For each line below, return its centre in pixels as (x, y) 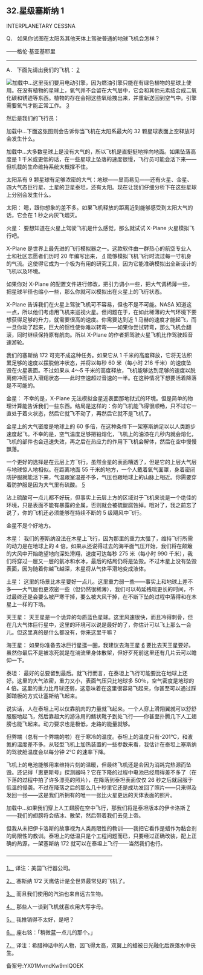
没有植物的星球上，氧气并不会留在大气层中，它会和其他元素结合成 (104, 90)
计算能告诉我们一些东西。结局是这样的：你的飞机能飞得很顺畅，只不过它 (101, 406)
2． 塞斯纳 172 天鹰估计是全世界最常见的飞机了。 (67, 881)
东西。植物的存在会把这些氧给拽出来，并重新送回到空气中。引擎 (117, 97)
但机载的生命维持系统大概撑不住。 (49, 167)
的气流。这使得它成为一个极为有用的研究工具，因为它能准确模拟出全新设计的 (101, 263)
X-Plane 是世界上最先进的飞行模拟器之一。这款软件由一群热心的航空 (91, 248)
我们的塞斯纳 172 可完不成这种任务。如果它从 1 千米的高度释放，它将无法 (97, 355)
